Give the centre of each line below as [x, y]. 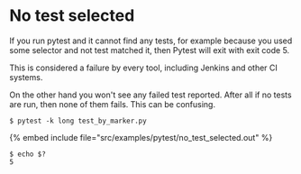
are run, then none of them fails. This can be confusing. [113, 104]
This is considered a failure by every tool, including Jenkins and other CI [143, 68]
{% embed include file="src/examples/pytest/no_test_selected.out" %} [141, 137]
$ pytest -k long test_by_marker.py [78, 121]
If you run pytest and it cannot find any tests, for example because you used [151, 41]
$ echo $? [28, 154]
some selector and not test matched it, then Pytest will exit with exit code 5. [150, 50]
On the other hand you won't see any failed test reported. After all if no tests [150, 95]
